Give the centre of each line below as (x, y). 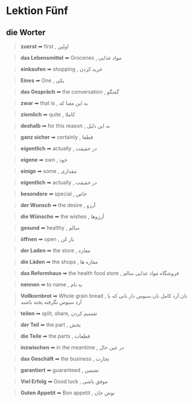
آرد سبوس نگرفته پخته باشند (51, 302)
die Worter (26, 32)
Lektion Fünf (37, 11)
